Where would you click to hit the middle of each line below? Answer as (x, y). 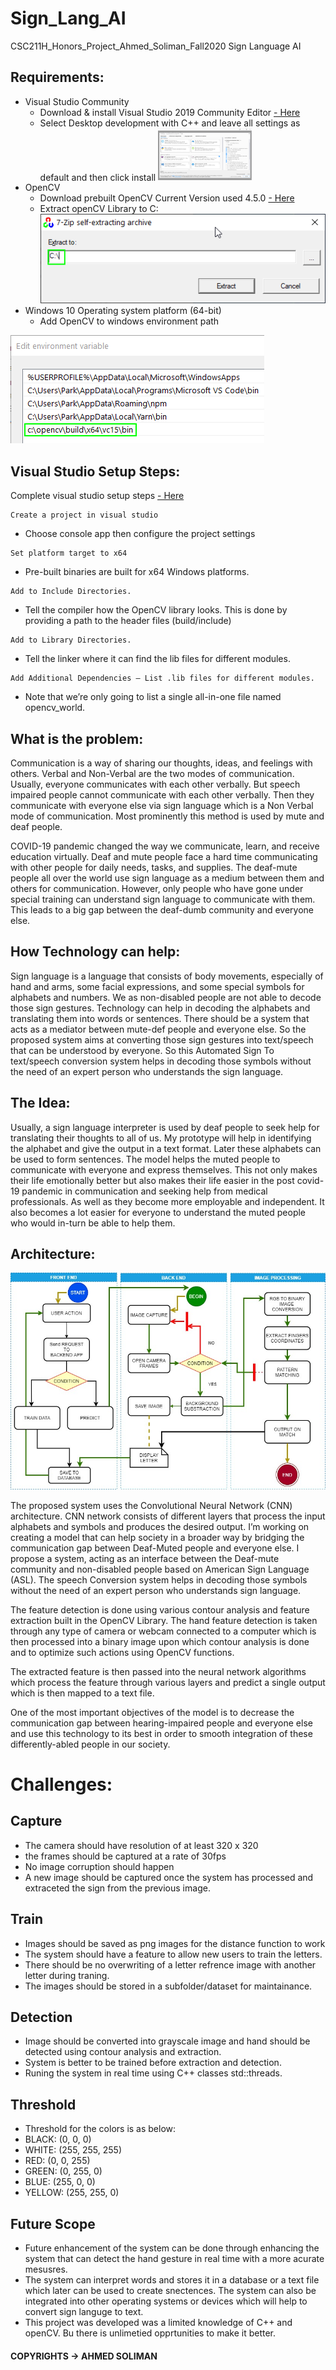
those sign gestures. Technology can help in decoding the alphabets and (160, 1008)
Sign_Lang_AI (68, 18)
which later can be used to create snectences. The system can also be (170, 2290)
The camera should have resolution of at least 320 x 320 (141, 1845)
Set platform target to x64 (69, 553)
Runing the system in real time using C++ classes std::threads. (153, 2073)
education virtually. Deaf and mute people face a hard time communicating (164, 856)
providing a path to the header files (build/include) (128, 621)
